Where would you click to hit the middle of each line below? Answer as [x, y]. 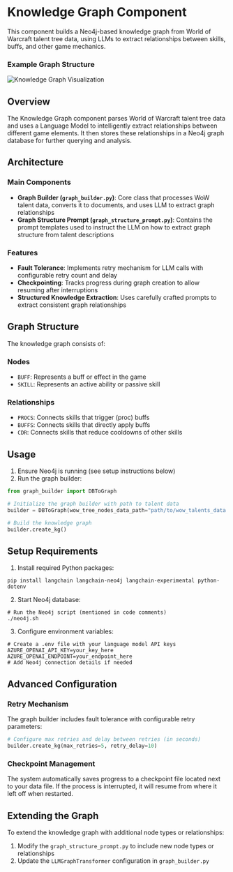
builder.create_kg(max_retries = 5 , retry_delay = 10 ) [82, 746]
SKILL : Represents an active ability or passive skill [89, 384]
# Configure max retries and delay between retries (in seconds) [104, 739]
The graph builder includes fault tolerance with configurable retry [101, 719]
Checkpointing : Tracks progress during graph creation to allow [108, 283]
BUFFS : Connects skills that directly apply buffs [84, 425]
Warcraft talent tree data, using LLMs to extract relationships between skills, [116, 38]
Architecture [36, 162]
